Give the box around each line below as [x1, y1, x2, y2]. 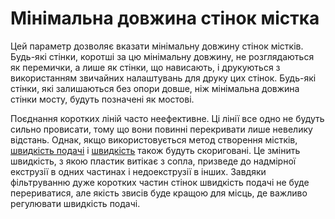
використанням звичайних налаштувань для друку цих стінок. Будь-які [10, 72, 317, 84]
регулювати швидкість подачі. [10, 197, 141, 209]
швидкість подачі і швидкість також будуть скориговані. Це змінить [10, 144, 301, 156]
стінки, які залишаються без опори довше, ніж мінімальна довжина [10, 82, 300, 94]
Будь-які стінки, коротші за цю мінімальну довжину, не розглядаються [10, 50, 315, 62]
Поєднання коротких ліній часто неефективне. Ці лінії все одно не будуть [10, 112, 325, 124]
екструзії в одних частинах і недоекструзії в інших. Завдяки [10, 165, 267, 177]
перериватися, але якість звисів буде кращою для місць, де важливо [10, 187, 308, 199]
